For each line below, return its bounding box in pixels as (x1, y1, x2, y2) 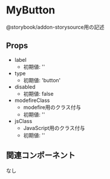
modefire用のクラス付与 (23, 103, 81, 111)
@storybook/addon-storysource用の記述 (6, 23, 105, 30)
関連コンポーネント (6, 150, 75, 160)
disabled (14, 83, 36, 90)
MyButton (6, 3, 56, 17)
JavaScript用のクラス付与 (23, 124, 85, 131)
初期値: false (23, 90, 54, 97)
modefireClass (14, 97, 50, 104)
